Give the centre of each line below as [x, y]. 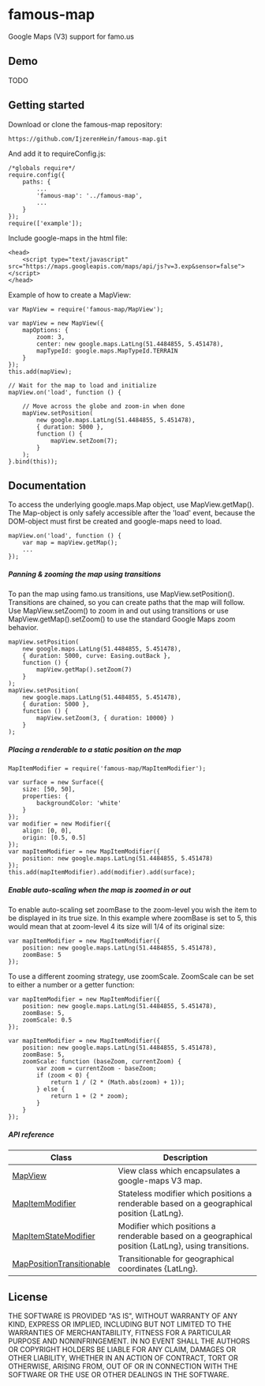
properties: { [45, 796]
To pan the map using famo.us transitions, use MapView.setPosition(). [121, 594]
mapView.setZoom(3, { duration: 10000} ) [106, 718]
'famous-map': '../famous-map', [90, 195]
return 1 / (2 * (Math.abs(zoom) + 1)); [118, 1082]
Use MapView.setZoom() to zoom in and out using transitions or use [118, 611]
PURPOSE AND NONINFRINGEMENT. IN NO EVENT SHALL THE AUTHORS [129, 1341]
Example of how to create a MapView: [70, 295]
